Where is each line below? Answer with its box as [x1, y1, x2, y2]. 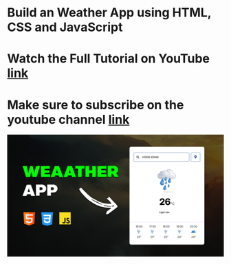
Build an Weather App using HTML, [7, 5, 212, 21]
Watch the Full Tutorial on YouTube [7, 51, 210, 67]
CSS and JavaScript [7, 19, 123, 35]
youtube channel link [7, 111, 130, 127]
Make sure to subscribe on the [7, 97, 184, 113]
